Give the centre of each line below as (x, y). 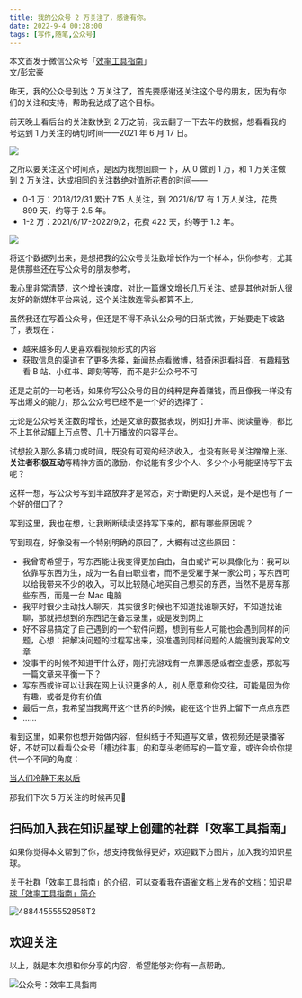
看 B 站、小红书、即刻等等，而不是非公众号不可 (110, 372)
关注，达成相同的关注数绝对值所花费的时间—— (121, 180)
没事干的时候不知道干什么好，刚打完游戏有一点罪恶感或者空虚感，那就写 (156, 663)
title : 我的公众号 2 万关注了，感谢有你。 (80, 18)
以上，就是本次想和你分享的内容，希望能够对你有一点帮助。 (120, 965)
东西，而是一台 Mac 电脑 (76, 596)
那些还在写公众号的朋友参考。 (80, 269)
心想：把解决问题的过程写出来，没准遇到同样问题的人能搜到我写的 (160, 641)
